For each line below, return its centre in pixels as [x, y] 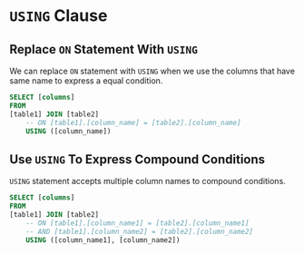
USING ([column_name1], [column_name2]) [103, 240]
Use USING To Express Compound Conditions [137, 159]
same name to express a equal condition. [86, 81]
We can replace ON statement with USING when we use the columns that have [152, 71]
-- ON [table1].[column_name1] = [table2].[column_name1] [137, 223]
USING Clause [59, 16]
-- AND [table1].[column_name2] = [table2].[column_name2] [140, 231]
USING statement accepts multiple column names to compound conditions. [147, 181]
